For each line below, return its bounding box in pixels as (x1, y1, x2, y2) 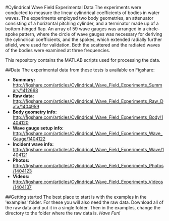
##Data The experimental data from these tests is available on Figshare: (5, 67, 155, 73)
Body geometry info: (12, 109, 57, 115)
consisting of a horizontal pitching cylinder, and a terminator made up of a (5, 20, 159, 26)
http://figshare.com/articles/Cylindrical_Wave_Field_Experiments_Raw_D (12, 98, 164, 104)
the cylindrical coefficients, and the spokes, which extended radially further (5, 36, 162, 42)
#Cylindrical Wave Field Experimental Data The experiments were (5, 5, 141, 10)
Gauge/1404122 (12, 136, 46, 142)
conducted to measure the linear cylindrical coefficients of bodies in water (5, 10, 160, 16)
